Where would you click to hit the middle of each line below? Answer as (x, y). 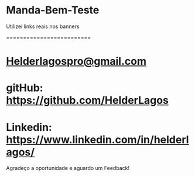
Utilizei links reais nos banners (43, 26)
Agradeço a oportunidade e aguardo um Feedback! (68, 168)
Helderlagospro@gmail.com (76, 61)
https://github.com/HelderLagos (87, 100)
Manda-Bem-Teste (53, 10)
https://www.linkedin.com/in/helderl (97, 139)
